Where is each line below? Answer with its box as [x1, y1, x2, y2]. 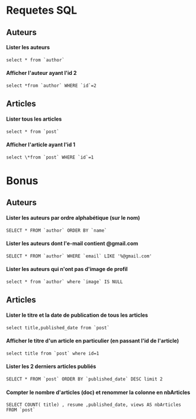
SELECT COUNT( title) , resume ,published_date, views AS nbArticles [6, 402, 182, 408]
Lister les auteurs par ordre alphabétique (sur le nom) [6, 214, 140, 221]
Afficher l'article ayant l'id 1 [6, 141, 76, 149]
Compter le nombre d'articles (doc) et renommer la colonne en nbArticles [6, 389, 191, 396]
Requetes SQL [6, 4, 78, 17]
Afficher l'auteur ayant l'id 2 [6, 70, 77, 77]
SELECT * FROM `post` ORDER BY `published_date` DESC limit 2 [6, 376, 163, 382]
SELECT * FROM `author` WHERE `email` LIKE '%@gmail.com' [6, 253, 152, 259]
